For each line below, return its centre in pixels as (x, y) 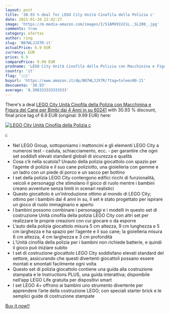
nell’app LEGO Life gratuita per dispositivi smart (62, 280)
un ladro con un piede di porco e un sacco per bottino (69, 172)
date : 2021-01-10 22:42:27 (34, 19)
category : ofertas (25, 33)
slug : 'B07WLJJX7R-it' (29, 43)
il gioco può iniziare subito (40, 247)
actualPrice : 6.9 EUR (28, 48)
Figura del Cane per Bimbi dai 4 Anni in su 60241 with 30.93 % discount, (81, 110)
